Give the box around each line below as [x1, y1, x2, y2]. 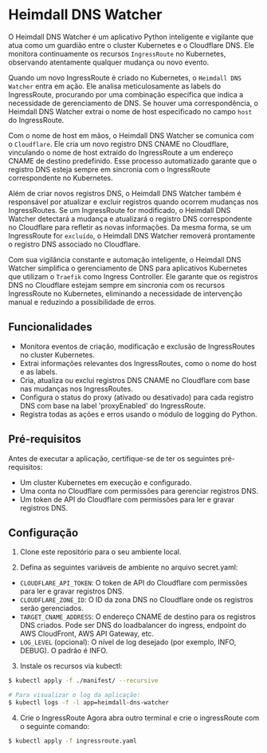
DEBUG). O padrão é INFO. [19, 646, 108, 656]
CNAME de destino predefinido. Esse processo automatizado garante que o [8, 156, 257, 165]
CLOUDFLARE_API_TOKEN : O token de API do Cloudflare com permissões [19, 578, 248, 588]
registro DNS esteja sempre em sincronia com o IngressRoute [8, 164, 210, 174]
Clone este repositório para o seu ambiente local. [19, 547, 182, 557]
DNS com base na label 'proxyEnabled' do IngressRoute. [19, 400, 206, 410]
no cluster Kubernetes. [19, 349, 96, 360]
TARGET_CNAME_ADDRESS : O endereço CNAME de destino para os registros [19, 612, 257, 621]
